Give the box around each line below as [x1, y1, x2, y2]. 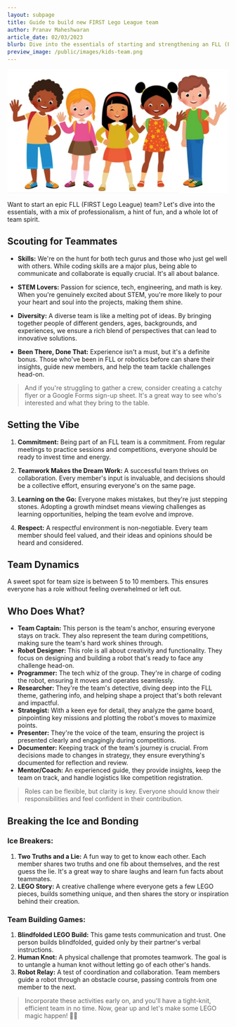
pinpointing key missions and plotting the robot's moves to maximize [17, 714, 216, 722]
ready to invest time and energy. [17, 453, 111, 461]
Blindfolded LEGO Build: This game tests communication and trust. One [17, 931, 226, 939]
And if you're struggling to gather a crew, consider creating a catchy [24, 384, 223, 392]
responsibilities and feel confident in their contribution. [24, 795, 183, 803]
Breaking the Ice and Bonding [7, 815, 139, 827]
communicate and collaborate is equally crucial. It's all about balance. [17, 269, 220, 277]
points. [17, 722, 38, 730]
